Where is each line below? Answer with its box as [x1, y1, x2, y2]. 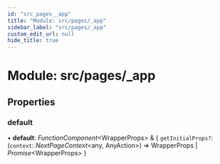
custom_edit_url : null [7, 30, 75, 38]
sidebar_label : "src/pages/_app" [7, 24, 107, 31]
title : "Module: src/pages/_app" [7, 17, 107, 24]
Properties [7, 96, 56, 108]
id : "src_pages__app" [7, 10, 72, 18]
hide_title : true [7, 37, 59, 44]
